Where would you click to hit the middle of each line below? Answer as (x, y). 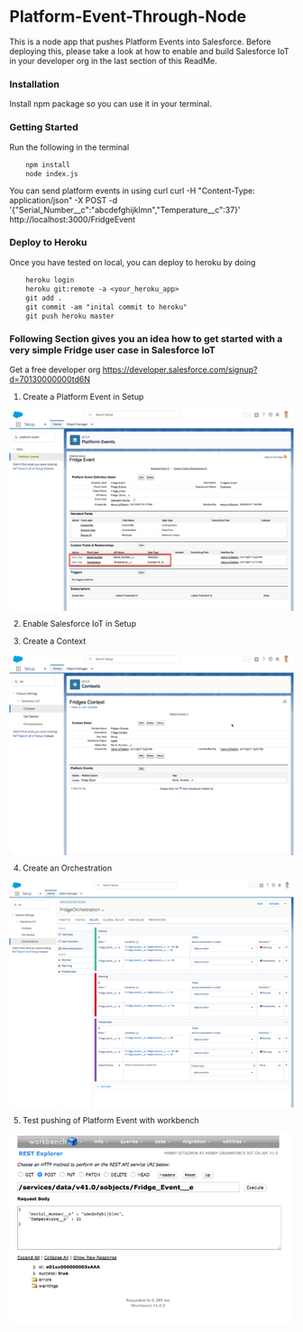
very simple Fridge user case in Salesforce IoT (113, 349)
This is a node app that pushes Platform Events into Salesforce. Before (140, 42)
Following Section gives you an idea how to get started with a (146, 339)
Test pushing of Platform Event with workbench (110, 1121)
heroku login (50, 280)
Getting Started (44, 127)
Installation (35, 84)
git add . (44, 298)
